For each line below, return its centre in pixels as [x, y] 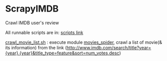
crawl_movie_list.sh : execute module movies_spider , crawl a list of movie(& [84, 42]
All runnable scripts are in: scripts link [44, 32]
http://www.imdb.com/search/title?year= [109, 47]
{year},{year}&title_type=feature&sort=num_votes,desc [62, 53]
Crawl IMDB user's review [32, 23]
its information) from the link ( [36, 47]
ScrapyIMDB [32, 9]
